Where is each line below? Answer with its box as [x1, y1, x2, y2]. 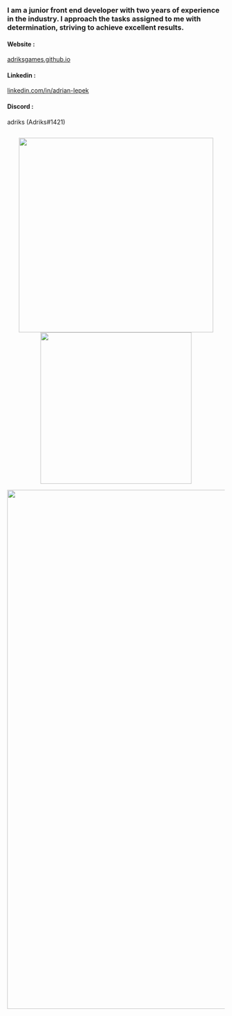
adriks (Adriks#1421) [7, 118, 66, 126]
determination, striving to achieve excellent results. [7, 22, 184, 32]
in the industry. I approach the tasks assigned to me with [7, 14, 202, 24]
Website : [7, 39, 35, 48]
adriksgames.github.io [7, 55, 71, 64]
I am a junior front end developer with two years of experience [7, 5, 220, 15]
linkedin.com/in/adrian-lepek [7, 87, 90, 95]
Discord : [7, 102, 34, 110]
